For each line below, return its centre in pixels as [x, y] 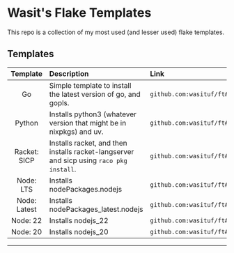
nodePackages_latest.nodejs [96, 209]
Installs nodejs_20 [79, 231]
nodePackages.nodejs [86, 189]
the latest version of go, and [95, 94]
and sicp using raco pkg [88, 160]
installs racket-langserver [92, 151]
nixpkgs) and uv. [76, 132]
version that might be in [88, 123]
